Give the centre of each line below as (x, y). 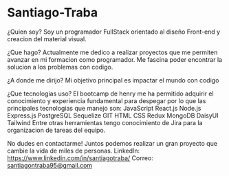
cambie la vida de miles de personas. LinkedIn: (74, 151)
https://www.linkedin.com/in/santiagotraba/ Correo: (80, 158)
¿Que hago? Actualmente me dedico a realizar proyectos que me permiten (112, 52)
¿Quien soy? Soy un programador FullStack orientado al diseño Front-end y (114, 32)
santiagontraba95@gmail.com (50, 165)
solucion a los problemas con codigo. (60, 67)
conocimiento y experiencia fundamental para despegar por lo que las (107, 100)
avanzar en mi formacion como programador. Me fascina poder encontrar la (115, 59)
